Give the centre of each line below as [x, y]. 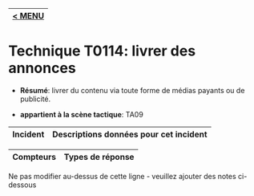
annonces [42, 68]
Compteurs [34, 157]
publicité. [35, 99]
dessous [22, 185]
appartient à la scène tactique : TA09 [82, 114]
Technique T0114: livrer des [102, 51]
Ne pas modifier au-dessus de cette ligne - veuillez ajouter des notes [122, 176]
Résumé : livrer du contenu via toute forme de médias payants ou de [132, 90]
